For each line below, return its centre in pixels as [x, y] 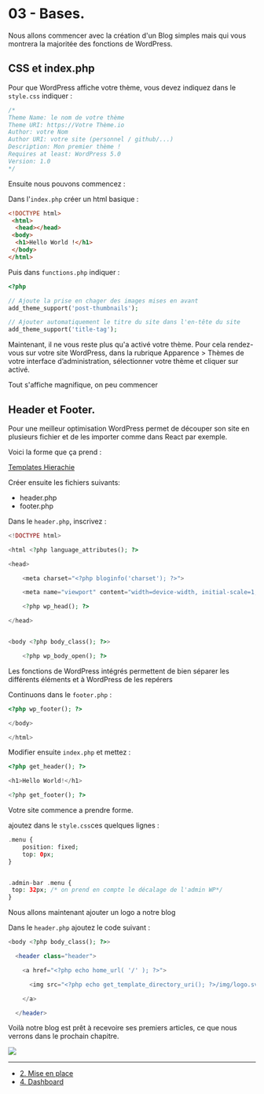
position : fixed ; [51, 847]
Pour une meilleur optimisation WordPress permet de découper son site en [129, 428]
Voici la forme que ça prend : [55, 452]
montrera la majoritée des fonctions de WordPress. [90, 43]
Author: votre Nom [38, 132]
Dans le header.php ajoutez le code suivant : [79, 927]
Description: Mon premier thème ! [65, 147]
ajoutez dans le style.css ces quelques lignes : [84, 825]
